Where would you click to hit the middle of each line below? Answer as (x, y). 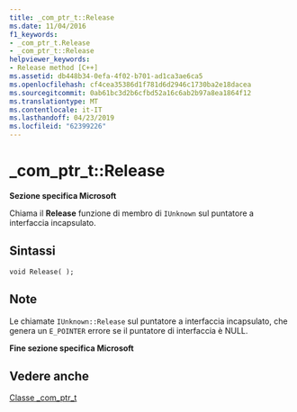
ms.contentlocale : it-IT (56, 110)
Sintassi (32, 251)
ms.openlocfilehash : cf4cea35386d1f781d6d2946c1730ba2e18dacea (130, 85)
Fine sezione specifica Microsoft (72, 348)
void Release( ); (42, 272)
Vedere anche (49, 376)
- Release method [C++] (54, 68)
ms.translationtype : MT (54, 101)
